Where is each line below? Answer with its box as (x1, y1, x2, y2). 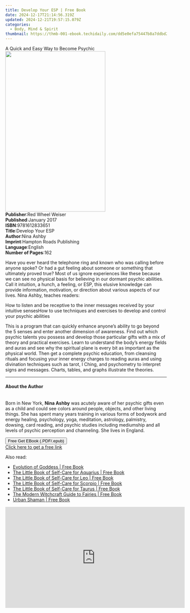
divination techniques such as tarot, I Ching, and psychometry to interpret (5, 361, 161, 367)
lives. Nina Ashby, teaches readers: (5, 292, 80, 298)
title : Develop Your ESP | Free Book (5, 7, 86, 13)
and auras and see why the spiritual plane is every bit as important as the (5, 345, 160, 351)
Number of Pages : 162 (5, 250, 52, 256)
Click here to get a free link (5, 444, 62, 450)
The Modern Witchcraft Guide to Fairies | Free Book (12, 491, 122, 497)
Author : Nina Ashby (5, 233, 46, 239)
